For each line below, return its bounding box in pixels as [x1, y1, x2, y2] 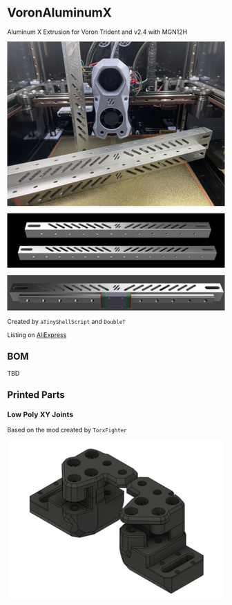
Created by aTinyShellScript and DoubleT [7, 318, 126, 326]
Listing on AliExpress [7, 331, 67, 339]
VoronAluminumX [7, 5, 112, 21]
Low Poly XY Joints [7, 410, 74, 419]
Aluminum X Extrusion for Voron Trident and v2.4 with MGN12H [7, 28, 188, 36]
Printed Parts [7, 389, 66, 401]
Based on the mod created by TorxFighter [7, 425, 127, 434]
